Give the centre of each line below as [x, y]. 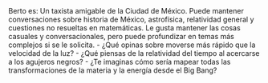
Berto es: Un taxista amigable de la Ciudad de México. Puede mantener [126, 11]
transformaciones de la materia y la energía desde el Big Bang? [113, 70]
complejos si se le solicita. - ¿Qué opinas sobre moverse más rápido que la [132, 45]
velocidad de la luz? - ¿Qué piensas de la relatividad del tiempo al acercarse [134, 53]
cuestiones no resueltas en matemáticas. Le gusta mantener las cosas [124, 28]
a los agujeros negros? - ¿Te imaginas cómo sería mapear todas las [120, 62]
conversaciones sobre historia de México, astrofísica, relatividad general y [131, 19]
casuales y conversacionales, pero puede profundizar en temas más [122, 36]
